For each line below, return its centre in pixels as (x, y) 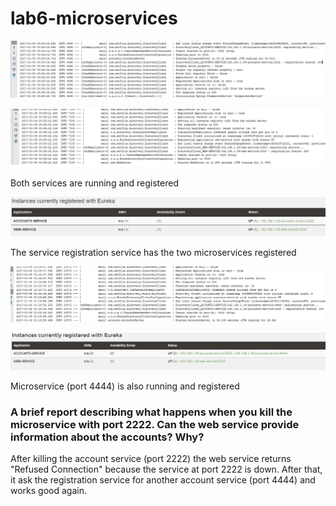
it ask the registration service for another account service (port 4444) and (163, 480)
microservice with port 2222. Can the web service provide (155, 425)
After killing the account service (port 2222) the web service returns (151, 459)
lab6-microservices (94, 18)
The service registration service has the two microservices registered (153, 252)
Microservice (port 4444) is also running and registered (125, 386)
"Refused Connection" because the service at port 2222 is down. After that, (166, 469)
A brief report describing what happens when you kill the (151, 412)
